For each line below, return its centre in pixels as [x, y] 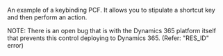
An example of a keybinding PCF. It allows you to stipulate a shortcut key [111, 10]
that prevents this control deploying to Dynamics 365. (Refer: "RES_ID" [108, 38]
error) [16, 45]
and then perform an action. [47, 17]
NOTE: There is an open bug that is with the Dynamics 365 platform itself [112, 31]
